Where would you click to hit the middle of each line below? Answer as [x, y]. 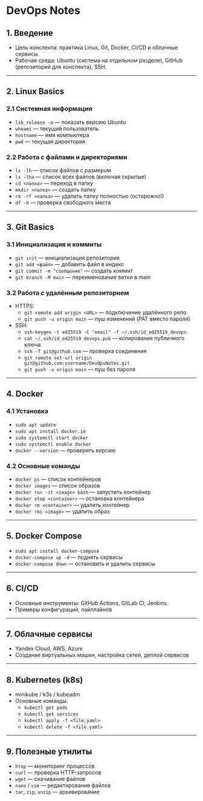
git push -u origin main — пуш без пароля [80, 369]
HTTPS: [25, 306]
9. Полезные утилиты [49, 752]
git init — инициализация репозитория [67, 258]
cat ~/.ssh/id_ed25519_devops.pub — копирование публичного [104, 338]
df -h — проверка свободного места [63, 202]
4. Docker [25, 394]
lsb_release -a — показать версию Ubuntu [70, 122]
